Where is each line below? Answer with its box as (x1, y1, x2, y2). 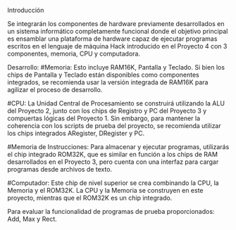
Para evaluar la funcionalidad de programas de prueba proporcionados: (7, 207, 215, 215)
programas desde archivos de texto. (7, 165, 113, 173)
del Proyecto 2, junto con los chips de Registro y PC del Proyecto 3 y (7, 107, 207, 115)
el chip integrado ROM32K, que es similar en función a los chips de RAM (7, 151, 218, 158)
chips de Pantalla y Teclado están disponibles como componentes (7, 70, 199, 79)
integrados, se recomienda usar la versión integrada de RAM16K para (7, 78, 209, 87)
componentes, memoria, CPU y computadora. (7, 49, 141, 58)
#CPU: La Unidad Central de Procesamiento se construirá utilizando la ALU (7, 99, 225, 108)
